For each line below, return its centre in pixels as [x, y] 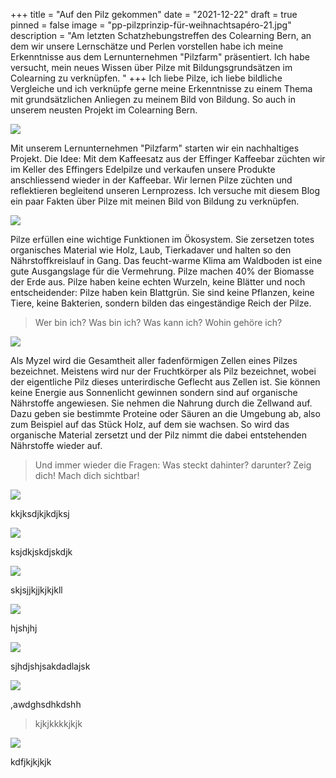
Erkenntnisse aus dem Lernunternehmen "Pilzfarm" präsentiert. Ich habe [160, 57]
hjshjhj [24, 628]
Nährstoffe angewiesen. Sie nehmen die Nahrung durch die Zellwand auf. [161, 403]
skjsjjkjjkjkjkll [36, 590]
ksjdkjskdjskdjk [41, 552]
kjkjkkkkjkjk [58, 723]
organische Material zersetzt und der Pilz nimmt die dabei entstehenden [158, 435]
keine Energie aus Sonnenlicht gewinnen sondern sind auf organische [154, 392]
